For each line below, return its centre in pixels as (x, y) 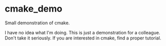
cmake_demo (34, 9)
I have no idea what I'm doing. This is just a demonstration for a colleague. (82, 32)
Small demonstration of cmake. (37, 23)
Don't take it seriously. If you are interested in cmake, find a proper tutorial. (83, 38)
